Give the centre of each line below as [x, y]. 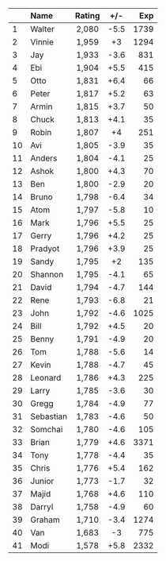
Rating [87, 15]
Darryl [42, 507]
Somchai [47, 429]
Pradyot [45, 248]
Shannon [47, 275]
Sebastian [49, 416]
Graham [45, 520]
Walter [43, 29]
